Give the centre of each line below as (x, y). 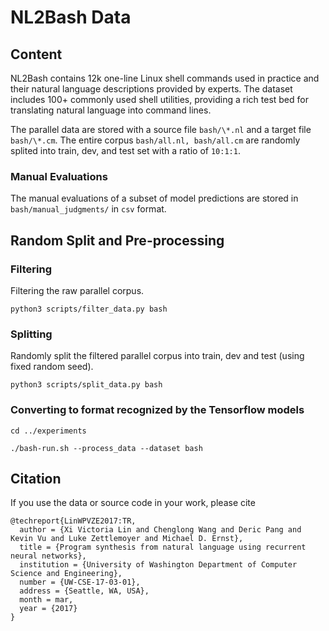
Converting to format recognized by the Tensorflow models (157, 410)
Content (36, 54)
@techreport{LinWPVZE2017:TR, (73, 521)
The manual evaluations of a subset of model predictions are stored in (154, 198)
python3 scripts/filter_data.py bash (89, 309)
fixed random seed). (52, 367)
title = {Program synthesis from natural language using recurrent (163, 547)
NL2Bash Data (71, 17)
